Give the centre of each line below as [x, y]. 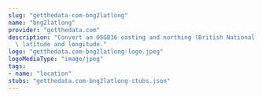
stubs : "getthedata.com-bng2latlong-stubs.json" [89, 81]
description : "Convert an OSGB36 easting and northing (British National [132, 37]
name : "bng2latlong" [42, 23]
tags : [17, 66]
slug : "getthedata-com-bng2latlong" [68, 15]
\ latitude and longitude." [61, 45]
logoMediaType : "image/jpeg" [56, 59]
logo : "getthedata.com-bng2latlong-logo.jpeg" [86, 52]
